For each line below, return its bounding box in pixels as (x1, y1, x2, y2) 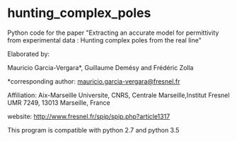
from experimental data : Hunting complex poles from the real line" (7, 35, 202, 44)
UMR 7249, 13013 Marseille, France (7, 98, 111, 107)
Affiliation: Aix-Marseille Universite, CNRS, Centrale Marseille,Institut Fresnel (7, 91, 230, 99)
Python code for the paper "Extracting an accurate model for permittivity (7, 28, 219, 37)
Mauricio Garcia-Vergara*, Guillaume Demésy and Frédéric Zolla (7, 63, 194, 72)
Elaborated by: (7, 50, 50, 58)
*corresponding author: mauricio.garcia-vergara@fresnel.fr (7, 77, 180, 86)
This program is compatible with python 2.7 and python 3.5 (7, 125, 180, 134)
